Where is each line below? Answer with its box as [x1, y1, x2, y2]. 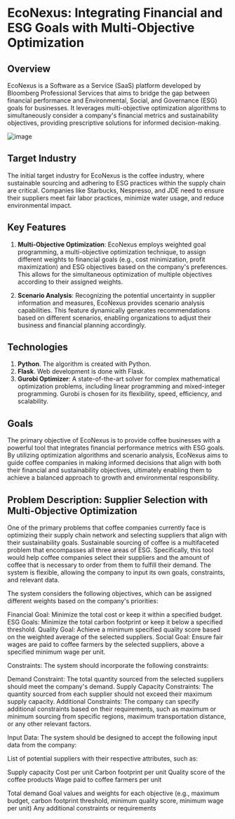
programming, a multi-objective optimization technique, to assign [17, 247, 206, 256]
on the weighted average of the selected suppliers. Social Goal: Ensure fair [7, 633, 223, 641]
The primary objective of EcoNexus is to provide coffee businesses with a [7, 436, 221, 445]
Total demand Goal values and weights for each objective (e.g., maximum [7, 789, 220, 798]
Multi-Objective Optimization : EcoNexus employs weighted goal [17, 240, 206, 249]
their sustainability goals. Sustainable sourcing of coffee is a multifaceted [7, 539, 220, 547]
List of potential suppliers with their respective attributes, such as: [7, 754, 199, 763]
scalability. [17, 397, 49, 405]
